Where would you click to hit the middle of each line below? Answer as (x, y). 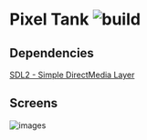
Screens (33, 103)
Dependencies (52, 53)
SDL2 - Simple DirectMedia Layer (72, 75)
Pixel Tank (49, 20)
